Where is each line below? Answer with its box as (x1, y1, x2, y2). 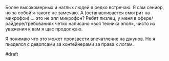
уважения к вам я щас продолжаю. (5, 26, 83, 32)
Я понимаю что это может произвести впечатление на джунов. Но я (5, 36, 155, 42)
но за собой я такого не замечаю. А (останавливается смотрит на (5, 10, 150, 16)
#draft (5, 51, 18, 57)
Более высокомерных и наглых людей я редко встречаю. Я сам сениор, (5, 5, 164, 10)
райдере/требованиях (5, 20, 54, 26)
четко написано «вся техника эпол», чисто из (54, 20, 155, 26)
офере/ (137, 15, 154, 21)
